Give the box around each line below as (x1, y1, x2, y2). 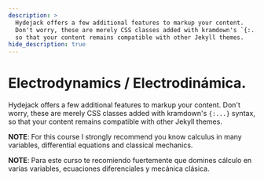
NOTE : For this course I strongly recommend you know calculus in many (8, 132, 242, 142)
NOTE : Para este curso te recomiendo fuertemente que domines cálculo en (8, 156, 252, 165)
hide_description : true (8, 41, 86, 49)
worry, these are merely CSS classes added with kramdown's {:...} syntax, (8, 109, 255, 118)
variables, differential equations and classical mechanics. (8, 140, 193, 150)
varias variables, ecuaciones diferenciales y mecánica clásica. (8, 164, 210, 173)
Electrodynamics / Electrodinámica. (8, 74, 247, 92)
